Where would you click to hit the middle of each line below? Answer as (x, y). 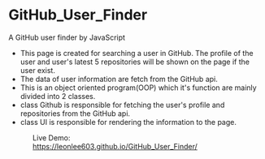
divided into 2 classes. (58, 96)
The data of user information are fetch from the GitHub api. (119, 79)
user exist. (37, 70)
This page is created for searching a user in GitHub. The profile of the (137, 53)
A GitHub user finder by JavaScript (67, 37)
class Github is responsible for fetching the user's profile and (122, 105)
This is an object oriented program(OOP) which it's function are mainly (139, 88)
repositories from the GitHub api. (75, 113)
